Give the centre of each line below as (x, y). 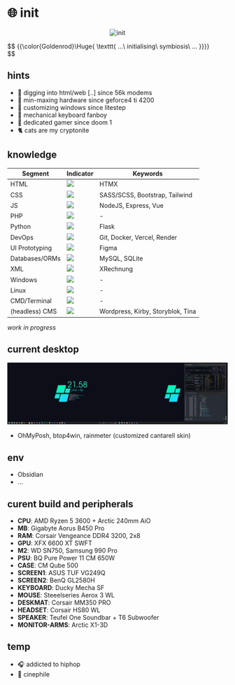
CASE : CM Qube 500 (48, 565)
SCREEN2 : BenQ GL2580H (56, 580)
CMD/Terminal (31, 301)
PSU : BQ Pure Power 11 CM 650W (66, 558)
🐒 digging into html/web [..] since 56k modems (85, 92)
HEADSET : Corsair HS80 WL (59, 610)
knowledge (32, 155)
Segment (36, 174)
